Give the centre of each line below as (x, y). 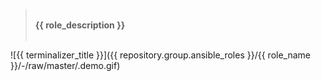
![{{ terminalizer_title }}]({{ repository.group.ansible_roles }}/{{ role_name (160, 55)
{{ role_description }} (80, 25)
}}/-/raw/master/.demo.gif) (65, 65)
